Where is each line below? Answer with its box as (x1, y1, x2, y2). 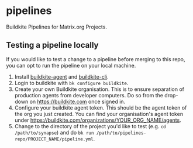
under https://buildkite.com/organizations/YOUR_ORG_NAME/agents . (14, 117, 181, 124)
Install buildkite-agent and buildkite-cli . (14, 73, 109, 80)
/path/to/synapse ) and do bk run (14, 129, 94, 136)
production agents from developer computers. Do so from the (14, 91, 164, 98)
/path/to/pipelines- (96, 130, 147, 136)
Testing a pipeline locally (6, 40, 99, 50)
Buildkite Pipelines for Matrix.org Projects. (6, 23, 107, 30)
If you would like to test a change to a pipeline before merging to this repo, (6, 55, 185, 62)
